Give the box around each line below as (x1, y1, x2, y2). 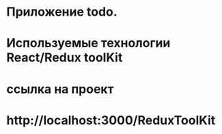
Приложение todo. (6, 4, 117, 20)
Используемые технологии (6, 36, 171, 51)
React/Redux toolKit (6, 50, 123, 66)
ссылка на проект (6, 81, 114, 96)
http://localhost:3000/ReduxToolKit (6, 112, 216, 128)
